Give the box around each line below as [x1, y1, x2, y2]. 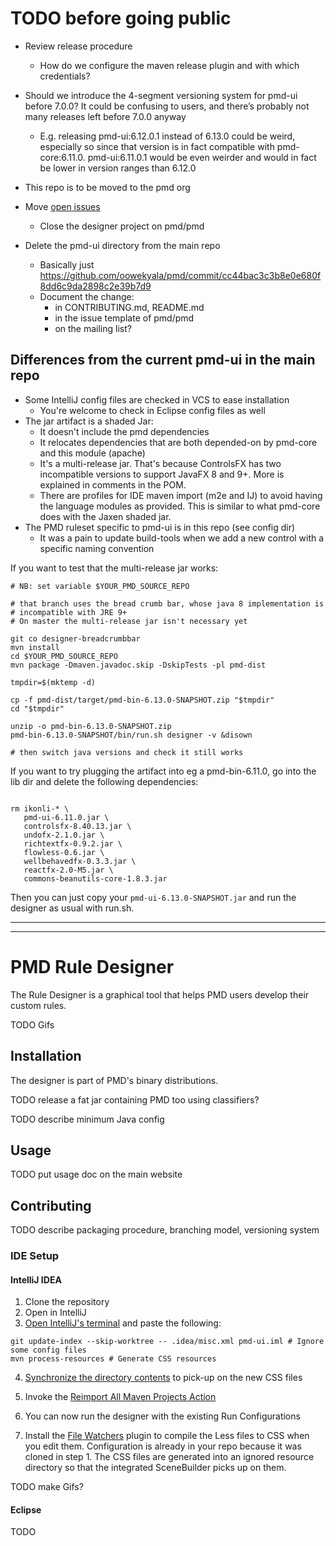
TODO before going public [10, 7, 232, 30]
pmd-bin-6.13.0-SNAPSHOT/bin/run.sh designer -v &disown [10, 730, 253, 740]
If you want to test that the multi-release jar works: [10, 562, 219, 574]
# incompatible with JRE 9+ [10, 607, 128, 617]
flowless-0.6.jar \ [23, 847, 105, 857]
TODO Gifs [10, 1018, 55, 1031]
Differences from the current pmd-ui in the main [10, 352, 316, 369]
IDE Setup [10, 1249, 60, 1263]
